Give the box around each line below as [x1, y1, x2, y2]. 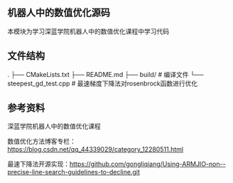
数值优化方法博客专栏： [7, 137, 76, 146]
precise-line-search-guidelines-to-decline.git [7, 168, 140, 177]
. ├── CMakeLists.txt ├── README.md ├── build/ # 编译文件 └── [7, 70, 204, 78]
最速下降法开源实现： [7, 160, 70, 169]
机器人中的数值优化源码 [7, 6, 110, 19]
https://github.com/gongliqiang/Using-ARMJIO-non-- [70, 160, 226, 169]
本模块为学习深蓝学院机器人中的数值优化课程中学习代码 [7, 27, 169, 36]
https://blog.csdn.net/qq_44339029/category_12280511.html [7, 145, 183, 154]
